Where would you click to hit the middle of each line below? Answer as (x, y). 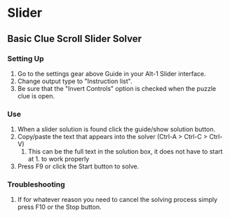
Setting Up (26, 59)
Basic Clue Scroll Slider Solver (75, 39)
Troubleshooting (36, 184)
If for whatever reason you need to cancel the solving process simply (117, 200)
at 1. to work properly (59, 159)
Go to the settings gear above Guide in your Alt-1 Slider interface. (111, 73)
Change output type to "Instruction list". (75, 81)
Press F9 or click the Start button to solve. (78, 166)
